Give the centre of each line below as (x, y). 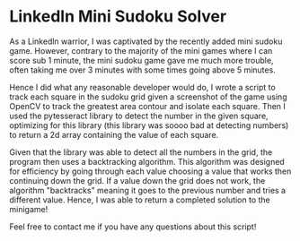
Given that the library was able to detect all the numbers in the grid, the (141, 152)
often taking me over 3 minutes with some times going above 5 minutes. (142, 70)
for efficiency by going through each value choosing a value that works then (150, 171)
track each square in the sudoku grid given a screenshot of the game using (148, 97)
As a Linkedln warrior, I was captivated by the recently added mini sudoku (146, 41)
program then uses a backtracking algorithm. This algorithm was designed (147, 161)
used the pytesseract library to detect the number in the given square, (139, 116)
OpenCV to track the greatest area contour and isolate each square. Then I (147, 106)
